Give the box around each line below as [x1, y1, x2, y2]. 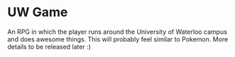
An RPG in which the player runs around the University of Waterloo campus [7, 27, 227, 36]
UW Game [7, 4, 68, 20]
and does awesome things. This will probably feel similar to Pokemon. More [7, 34, 229, 43]
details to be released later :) [7, 42, 91, 51]
